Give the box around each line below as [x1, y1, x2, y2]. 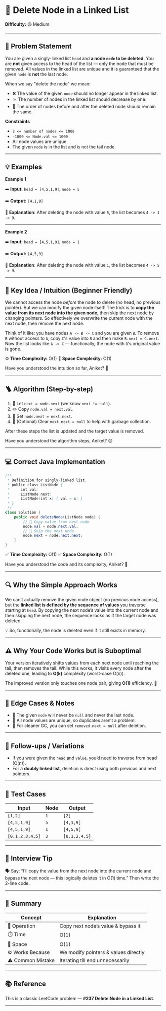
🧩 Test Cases [5, 790, 46, 798]
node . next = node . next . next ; [23, 533, 83, 538]
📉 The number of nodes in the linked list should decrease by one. [12, 96, 147, 102]
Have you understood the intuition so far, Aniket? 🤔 [5, 365, 109, 371]
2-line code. [5, 880, 30, 886]
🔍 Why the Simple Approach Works [5, 581, 118, 589]
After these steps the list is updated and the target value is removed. [5, 428, 144, 434]
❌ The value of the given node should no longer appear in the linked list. [12, 90, 158, 96]
